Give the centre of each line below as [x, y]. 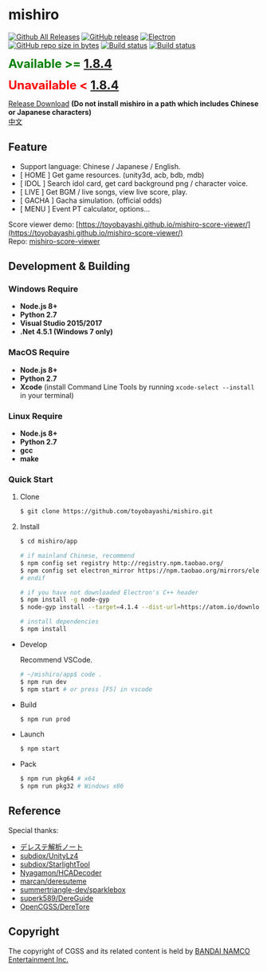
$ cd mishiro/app [49, 541]
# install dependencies [59, 622]
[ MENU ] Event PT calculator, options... [84, 208]
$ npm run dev [43, 682]
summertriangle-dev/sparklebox [73, 889]
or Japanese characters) [50, 112]
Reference [35, 811]
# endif [32, 578]
